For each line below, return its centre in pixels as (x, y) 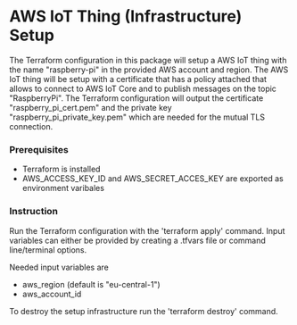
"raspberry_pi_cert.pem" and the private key (91, 107)
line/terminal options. (48, 250)
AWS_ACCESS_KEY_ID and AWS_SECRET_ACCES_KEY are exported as (153, 179)
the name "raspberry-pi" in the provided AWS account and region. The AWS (149, 70)
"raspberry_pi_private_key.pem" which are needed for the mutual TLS (137, 117)
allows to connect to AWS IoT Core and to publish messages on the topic (143, 88)
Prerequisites (39, 149)
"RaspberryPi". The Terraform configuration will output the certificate (136, 98)
